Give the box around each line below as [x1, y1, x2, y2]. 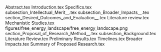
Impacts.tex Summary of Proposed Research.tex [5, 41, 105, 47]
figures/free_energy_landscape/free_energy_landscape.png [5, 25, 128, 31]
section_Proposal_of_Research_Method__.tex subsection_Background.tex [5, 31, 156, 36]
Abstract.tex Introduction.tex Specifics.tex [5, 4, 92, 10]
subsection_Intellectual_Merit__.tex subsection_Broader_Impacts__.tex [5, 9, 149, 15]
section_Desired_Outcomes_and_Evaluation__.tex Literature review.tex [5, 15, 149, 20]
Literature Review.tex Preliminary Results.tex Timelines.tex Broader [5, 36, 143, 42]
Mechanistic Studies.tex [5, 20, 55, 26]
